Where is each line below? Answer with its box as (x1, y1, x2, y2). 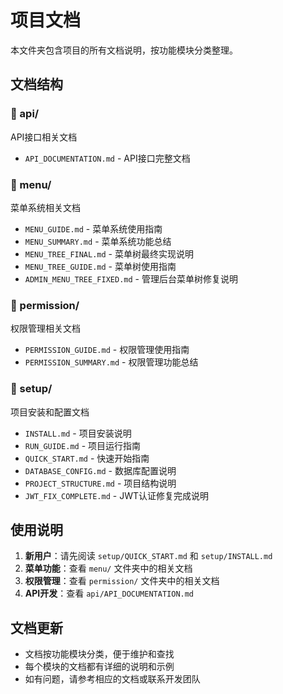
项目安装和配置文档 (10, 406, 90, 418)
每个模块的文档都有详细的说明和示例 (24, 661, 175, 673)
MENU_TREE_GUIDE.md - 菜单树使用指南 (24, 260, 177, 272)
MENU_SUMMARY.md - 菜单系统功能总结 (24, 235, 172, 247)
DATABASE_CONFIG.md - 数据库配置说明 (24, 464, 177, 476)
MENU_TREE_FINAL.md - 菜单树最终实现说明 (24, 247, 194, 260)
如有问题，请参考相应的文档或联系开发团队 (24, 673, 201, 685)
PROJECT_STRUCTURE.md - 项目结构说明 (24, 477, 177, 489)
